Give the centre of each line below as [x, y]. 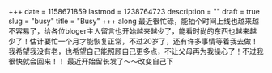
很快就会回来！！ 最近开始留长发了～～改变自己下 [91, 61]
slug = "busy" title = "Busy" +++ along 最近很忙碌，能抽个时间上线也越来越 [134, 21]
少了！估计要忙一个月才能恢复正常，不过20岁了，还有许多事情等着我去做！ [134, 41]
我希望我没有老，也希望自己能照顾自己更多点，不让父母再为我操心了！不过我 [136, 51]
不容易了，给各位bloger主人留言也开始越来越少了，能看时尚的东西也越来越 [133, 31]
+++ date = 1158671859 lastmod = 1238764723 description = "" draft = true [134, 12]
